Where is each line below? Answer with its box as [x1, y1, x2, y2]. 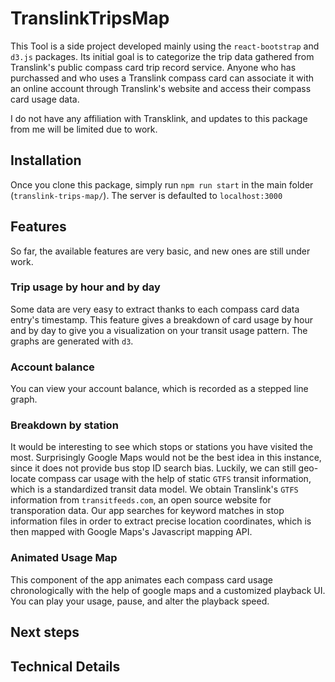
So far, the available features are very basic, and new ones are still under [10, 245, 311, 257]
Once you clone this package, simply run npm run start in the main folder [10, 178, 314, 191]
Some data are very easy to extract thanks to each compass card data [10, 303, 300, 315]
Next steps [10, 624, 80, 641]
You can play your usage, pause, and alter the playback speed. [10, 595, 270, 607]
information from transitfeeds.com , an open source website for [10, 494, 272, 506]
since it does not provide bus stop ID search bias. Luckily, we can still [10, 462, 297, 474]
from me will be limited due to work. [10, 123, 158, 135]
